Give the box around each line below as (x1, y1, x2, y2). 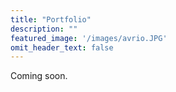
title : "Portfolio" (10, 14, 92, 25)
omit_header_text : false (10, 42, 114, 53)
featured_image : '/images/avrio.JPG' (10, 33, 168, 43)
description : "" (10, 24, 78, 34)
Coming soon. (10, 70, 68, 82)
